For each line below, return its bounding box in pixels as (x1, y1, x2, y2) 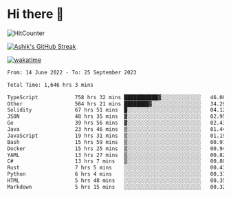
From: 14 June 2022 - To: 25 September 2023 (7, 69, 137, 76)
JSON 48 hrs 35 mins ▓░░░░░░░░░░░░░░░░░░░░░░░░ (7, 113, 201, 120)
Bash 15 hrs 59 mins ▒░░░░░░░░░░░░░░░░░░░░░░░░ (7, 138, 201, 145)
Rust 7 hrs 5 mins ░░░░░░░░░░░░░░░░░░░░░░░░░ (7, 165, 201, 172)
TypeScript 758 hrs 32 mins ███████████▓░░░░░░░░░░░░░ (7, 94, 201, 101)
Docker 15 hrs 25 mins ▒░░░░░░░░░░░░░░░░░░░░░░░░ (7, 145, 201, 152)
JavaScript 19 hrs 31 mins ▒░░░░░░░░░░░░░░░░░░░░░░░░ (7, 132, 201, 139)
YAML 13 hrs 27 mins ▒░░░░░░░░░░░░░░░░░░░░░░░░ (7, 152, 201, 158)
